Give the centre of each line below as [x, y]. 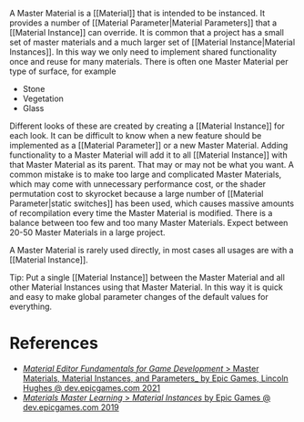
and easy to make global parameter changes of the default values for [139, 297]
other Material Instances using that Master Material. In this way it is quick [147, 287]
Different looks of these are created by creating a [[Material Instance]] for [147, 126]
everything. [31, 306]
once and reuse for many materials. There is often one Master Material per [149, 62]
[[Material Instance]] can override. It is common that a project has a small [147, 32]
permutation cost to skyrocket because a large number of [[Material [137, 194]
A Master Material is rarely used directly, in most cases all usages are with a [152, 250]
